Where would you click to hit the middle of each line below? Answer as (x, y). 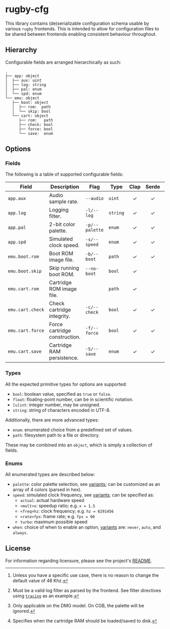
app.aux (17, 199)
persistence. (64, 358)
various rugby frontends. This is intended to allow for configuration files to (82, 28)
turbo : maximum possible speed (54, 522)
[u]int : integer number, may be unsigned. (56, 405)
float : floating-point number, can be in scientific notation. (73, 399)
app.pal (17, 228)
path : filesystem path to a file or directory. (56, 435)
